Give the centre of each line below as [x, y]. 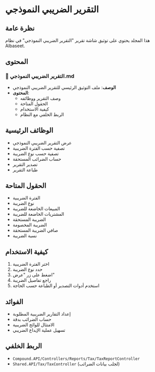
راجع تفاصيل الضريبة [32, 280]
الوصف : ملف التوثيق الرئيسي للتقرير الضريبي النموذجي [64, 87]
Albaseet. [15, 46]
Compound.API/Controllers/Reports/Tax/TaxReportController [76, 359]
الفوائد [14, 302]
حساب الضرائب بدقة [32, 319]
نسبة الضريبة [25, 236]
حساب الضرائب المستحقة [37, 159]
